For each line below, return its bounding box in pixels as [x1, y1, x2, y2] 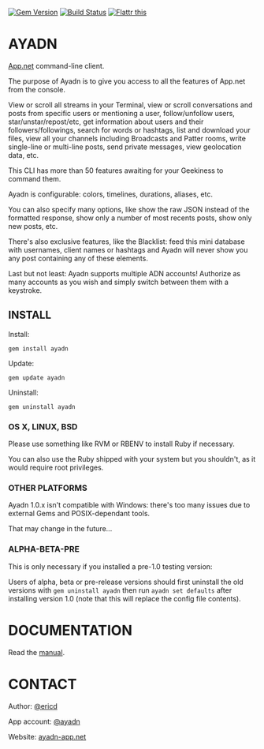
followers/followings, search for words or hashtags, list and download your [8, 125, 251, 134]
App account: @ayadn [8, 717, 80, 726]
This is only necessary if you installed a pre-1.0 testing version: [8, 561, 213, 571]
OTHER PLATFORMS [8, 482, 88, 493]
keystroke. [8, 285, 43, 295]
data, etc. [8, 150, 39, 159]
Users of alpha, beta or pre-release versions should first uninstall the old [8, 577, 244, 586]
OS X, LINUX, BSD [8, 421, 78, 432]
